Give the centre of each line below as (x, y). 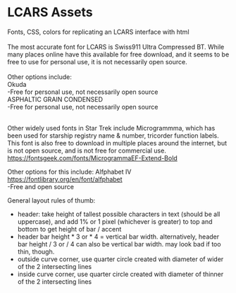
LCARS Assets (50, 12)
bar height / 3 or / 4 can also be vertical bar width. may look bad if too (119, 244)
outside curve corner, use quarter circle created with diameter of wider (120, 259)
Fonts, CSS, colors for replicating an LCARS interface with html (98, 32)
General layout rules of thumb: (51, 200)
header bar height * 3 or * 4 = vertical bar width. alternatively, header (118, 237)
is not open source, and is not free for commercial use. (87, 150)
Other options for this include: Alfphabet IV (69, 172)
